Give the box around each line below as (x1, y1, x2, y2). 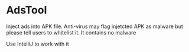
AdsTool (6, 4, 47, 17)
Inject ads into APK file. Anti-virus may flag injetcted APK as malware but (6, 23, 183, 30)
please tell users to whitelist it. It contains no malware (6, 29, 136, 36)
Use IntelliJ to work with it (6, 40, 69, 47)
